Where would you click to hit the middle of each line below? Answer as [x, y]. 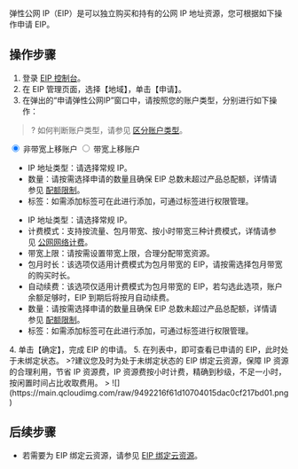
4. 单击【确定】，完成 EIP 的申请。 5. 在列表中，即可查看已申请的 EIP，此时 [145, 349]
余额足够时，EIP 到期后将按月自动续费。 [101, 297]
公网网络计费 [61, 242]
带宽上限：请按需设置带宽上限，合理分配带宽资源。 [121, 253]
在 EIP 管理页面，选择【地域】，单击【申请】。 [104, 89]
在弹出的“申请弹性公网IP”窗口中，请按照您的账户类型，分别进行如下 [145, 100]
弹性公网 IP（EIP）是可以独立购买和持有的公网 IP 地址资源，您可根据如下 [142, 13]
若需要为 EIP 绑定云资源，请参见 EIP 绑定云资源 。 [112, 455]
